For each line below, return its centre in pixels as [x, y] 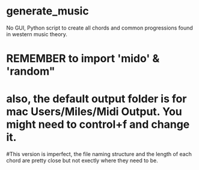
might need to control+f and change [98, 124]
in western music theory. [37, 34]
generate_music [47, 11]
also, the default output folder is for [96, 99]
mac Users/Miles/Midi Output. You [94, 112]
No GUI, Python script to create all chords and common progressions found [100, 28]
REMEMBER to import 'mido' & [83, 59]
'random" [31, 71]
